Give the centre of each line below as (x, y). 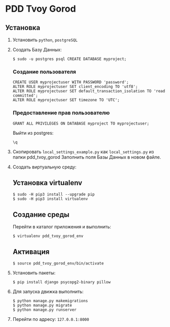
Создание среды (41, 214)
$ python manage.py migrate (42, 306)
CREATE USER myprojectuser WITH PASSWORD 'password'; (71, 82)
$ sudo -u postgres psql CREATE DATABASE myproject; (70, 59)
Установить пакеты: (34, 273)
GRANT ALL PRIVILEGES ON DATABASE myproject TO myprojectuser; (81, 123)
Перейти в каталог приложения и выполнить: (62, 227)
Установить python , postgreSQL (45, 40)
